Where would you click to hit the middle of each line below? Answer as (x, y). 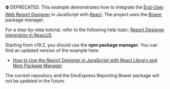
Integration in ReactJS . (29, 35)
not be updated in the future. (35, 81)
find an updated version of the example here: (53, 50)
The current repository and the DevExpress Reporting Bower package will (82, 76)
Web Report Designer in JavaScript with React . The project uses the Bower (84, 14)
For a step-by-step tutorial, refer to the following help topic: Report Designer (85, 30)
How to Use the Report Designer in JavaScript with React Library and (85, 60)
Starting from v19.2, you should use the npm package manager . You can (81, 45)
